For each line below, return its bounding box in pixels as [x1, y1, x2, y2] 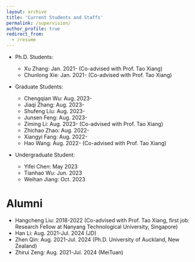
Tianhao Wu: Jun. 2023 [23, 169, 82, 176]
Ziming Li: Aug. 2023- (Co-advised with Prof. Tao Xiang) [23, 120, 164, 127]
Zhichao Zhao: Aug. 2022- [23, 127, 90, 134]
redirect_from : [6, 31, 44, 37]
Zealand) [14, 242, 37, 249]
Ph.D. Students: [14, 54, 54, 60]
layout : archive [6, 8, 47, 15]
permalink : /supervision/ [6, 20, 71, 26]
